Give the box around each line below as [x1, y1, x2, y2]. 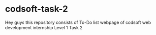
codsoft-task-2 [5, 3, 68, 15]
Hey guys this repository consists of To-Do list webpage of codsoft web [5, 19, 151, 25]
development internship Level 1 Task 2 [5, 24, 83, 30]
